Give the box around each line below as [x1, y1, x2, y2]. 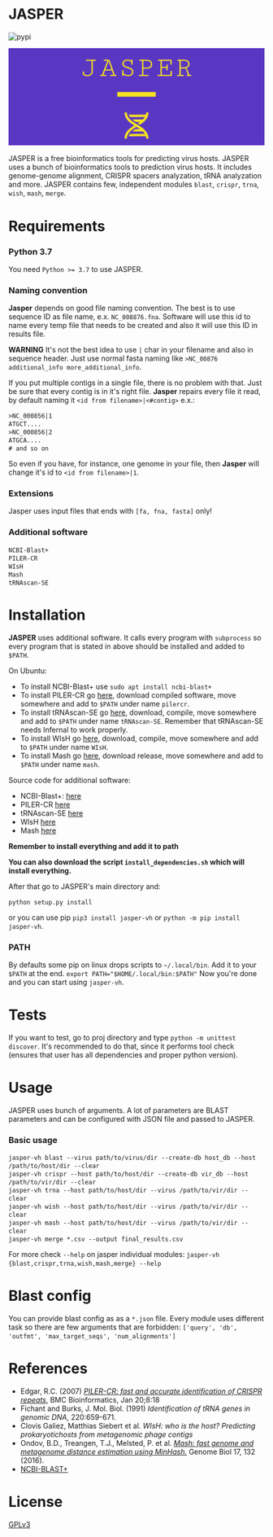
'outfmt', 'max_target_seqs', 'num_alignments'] [8, 1333, 176, 1341]
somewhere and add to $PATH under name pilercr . [19, 698, 190, 708]
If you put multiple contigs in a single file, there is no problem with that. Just [8, 378, 262, 388]
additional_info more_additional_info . [8, 362, 142, 372]
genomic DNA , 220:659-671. [19, 1412, 116, 1422]
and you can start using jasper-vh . [8, 978, 124, 987]
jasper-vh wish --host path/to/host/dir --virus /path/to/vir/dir [8, 1202, 238, 1211]
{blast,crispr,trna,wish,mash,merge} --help [8, 1259, 162, 1268]
